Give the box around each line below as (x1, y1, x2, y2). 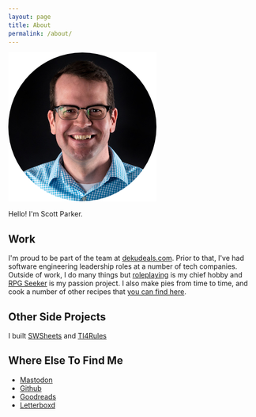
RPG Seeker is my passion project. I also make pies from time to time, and (8, 278, 249, 289)
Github (19, 383, 42, 392)
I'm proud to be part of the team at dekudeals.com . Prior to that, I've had (8, 254, 245, 263)
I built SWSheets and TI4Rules (8, 331, 107, 340)
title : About (8, 21, 51, 29)
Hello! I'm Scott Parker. (8, 209, 83, 219)
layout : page (8, 13, 51, 21)
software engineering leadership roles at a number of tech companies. (8, 262, 238, 271)
